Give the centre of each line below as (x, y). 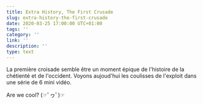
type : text (20, 52)
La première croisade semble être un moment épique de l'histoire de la (95, 69)
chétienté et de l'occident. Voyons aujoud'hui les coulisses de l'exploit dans (102, 76)
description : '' (27, 46)
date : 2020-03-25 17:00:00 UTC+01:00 (54, 23)
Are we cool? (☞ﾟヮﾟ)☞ (36, 95)
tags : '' (17, 29)
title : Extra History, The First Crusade (60, 12)
